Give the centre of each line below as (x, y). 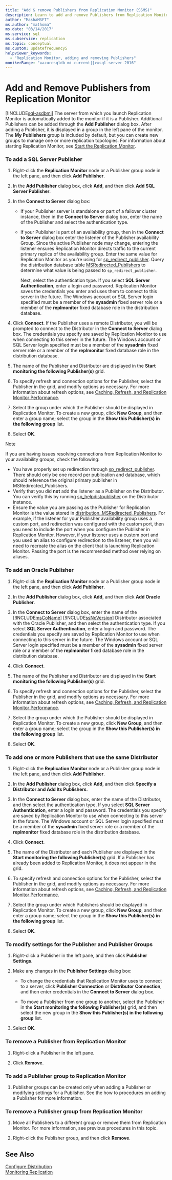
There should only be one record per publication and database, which (86, 475)
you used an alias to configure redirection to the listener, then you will (86, 540)
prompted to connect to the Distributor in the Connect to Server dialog (87, 329)
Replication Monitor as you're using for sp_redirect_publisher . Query (92, 260)
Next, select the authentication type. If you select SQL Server (85, 280)
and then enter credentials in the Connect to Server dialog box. (87, 992)
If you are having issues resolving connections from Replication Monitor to (84, 454)
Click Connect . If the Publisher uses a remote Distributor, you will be (85, 323)
